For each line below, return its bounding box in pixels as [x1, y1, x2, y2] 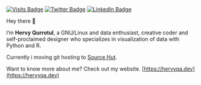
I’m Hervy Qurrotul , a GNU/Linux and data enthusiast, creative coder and [6, 29, 188, 36]
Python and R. [6, 42, 42, 49]
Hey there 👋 [6, 17, 36, 24]
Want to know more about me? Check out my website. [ [6, 65, 144, 72]
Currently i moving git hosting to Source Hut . [6, 54, 118, 60]
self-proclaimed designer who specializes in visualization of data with [6, 36, 180, 42]
